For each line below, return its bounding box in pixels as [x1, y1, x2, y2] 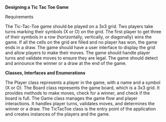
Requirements [5, 14, 34, 19]
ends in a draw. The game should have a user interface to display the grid [5, 45, 155, 50]
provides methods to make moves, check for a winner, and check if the [5, 90, 150, 96]
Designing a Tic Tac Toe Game [5, 4, 69, 10]
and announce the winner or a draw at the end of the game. [5, 61, 127, 66]
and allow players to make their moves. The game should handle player [5, 50, 150, 56]
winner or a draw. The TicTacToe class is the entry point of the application [5, 106, 156, 112]
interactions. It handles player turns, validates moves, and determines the [5, 101, 155, 106]
